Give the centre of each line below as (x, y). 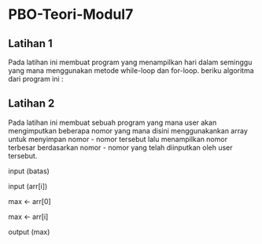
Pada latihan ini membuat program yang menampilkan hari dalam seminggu (130, 62)
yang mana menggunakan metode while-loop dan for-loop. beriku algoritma (131, 71)
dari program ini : (36, 79)
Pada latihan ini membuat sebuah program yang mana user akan (113, 122)
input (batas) (29, 171)
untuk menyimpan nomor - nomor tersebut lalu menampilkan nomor (118, 139)
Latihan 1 (30, 44)
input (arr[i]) (28, 186)
